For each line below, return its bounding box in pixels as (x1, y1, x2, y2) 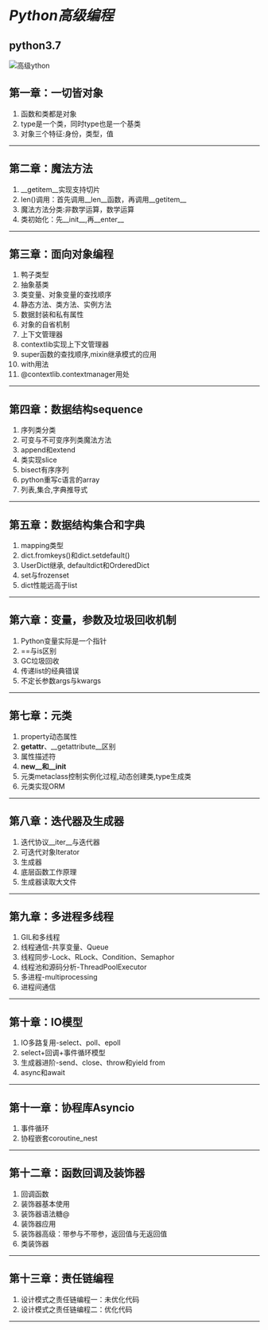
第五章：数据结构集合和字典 (9, 518, 146, 531)
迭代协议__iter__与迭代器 (20, 837, 100, 847)
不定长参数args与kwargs (20, 675, 102, 685)
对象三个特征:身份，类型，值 (20, 128, 114, 139)
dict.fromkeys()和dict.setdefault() (20, 550, 130, 561)
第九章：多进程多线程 (9, 909, 114, 923)
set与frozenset (20, 570, 70, 581)
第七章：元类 (9, 709, 72, 722)
